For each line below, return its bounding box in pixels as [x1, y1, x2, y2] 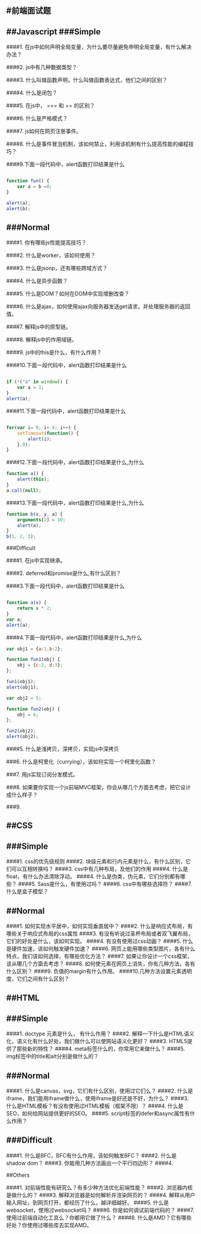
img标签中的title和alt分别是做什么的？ [6, 1053, 99, 1060]
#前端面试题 [6, 5, 51, 16]
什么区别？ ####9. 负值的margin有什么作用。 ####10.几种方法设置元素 [6, 968, 182, 975]
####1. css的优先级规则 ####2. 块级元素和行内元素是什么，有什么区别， [6, 858, 186, 865]
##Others [6, 1171, 30, 1179]
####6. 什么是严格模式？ [6, 115, 68, 122]
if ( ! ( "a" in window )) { [6, 379, 68, 385]
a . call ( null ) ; [6, 487, 42, 494]
